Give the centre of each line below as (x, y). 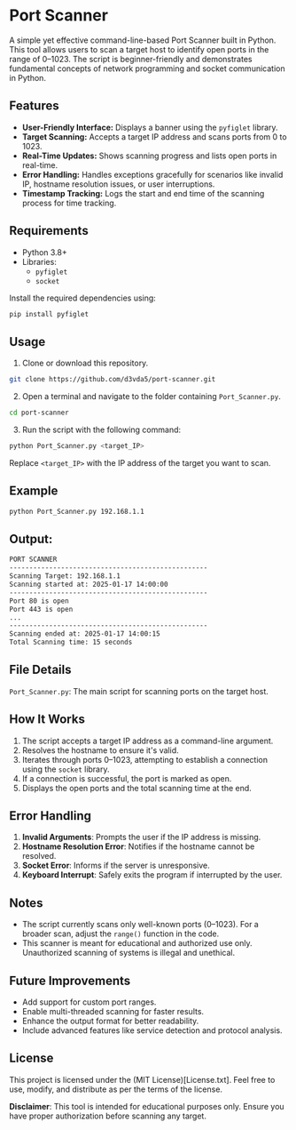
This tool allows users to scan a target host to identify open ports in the (139, 49)
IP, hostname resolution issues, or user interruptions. (118, 184)
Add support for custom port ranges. (89, 1002)
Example (34, 491)
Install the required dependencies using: (83, 298)
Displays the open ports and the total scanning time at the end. (137, 788)
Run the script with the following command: (101, 429)
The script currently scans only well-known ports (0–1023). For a (140, 925)
